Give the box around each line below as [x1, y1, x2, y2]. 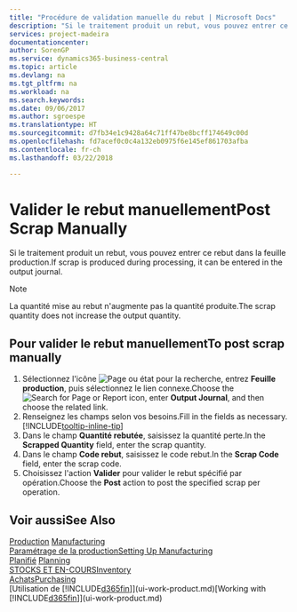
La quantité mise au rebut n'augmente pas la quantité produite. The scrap [9, 301, 276, 312]
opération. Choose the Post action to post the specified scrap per [21, 477, 261, 489]
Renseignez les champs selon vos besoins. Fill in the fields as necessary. [21, 411, 288, 422]
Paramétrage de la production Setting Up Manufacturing [9, 545, 213, 556]
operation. [21, 487, 60, 497]
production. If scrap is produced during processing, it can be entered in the [9, 257, 283, 267]
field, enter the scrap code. [21, 458, 122, 469]
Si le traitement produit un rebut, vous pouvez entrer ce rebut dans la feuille [9, 248, 286, 258]
